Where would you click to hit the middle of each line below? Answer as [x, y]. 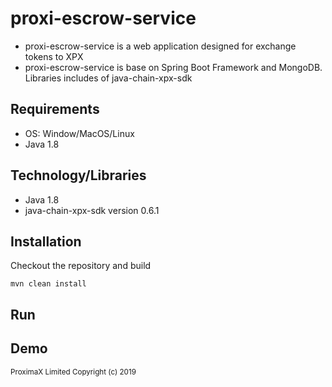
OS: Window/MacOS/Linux [79, 133]
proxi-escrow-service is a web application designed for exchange [160, 46]
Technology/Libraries [78, 175]
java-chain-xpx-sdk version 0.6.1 [92, 210]
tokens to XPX [54, 56]
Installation [46, 241]
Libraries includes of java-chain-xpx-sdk [108, 78]
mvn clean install [48, 284]
